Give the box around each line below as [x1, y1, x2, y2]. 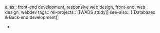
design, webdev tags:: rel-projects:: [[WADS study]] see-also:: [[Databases [5, 9, 156, 15]
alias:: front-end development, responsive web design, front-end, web [5, 4, 146, 10]
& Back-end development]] [5, 15, 59, 20]
